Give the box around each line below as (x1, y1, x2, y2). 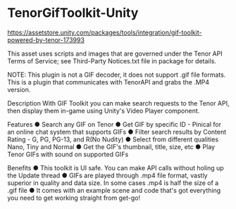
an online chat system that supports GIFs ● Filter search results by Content (7, 127, 227, 136)
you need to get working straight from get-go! (7, 194, 141, 202)
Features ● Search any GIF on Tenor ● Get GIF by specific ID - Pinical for (7, 120, 222, 128)
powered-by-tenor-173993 (7, 35, 85, 44)
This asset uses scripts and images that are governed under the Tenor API (7, 49, 223, 58)
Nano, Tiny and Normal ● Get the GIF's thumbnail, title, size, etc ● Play (7, 142, 216, 151)
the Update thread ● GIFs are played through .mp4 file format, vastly (7, 171, 208, 179)
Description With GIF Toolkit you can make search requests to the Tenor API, (7, 99, 230, 107)
